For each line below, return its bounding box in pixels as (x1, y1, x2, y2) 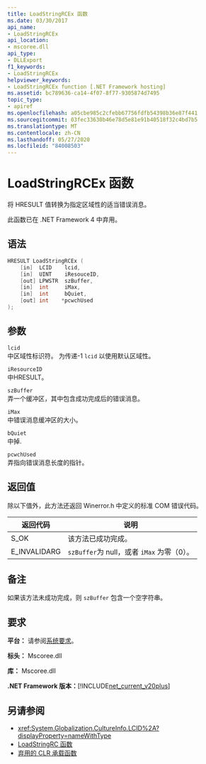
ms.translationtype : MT (7, 122, 78, 130)
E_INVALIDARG (11, 547, 62, 556)
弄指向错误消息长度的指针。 (7, 458, 88, 466)
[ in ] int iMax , (20, 284, 81, 291)
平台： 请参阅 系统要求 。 (7, 637, 78, 645)
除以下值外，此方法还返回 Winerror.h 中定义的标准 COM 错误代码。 (7, 501, 203, 510)
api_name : (7, 23, 37, 31)
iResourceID (7, 365, 42, 373)
